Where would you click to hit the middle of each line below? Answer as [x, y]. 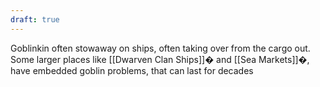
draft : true [35, 19]
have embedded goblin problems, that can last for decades [132, 70]
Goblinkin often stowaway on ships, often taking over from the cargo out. [160, 48]
